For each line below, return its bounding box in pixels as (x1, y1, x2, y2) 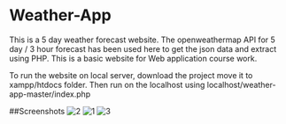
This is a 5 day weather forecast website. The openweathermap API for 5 (9, 34, 276, 45)
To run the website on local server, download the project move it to (9, 69, 253, 80)
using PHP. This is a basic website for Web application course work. (9, 53, 258, 63)
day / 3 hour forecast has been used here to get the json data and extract (9, 43, 277, 54)
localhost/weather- (206, 79, 276, 90)
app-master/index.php (9, 89, 91, 99)
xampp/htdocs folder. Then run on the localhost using (9, 79, 205, 90)
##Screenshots (9, 106, 66, 116)
